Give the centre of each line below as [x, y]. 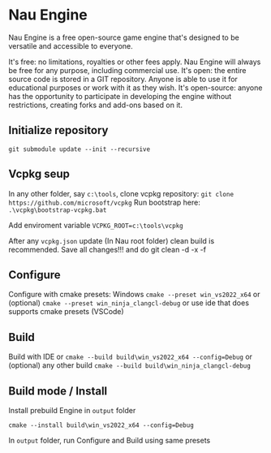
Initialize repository [58, 130]
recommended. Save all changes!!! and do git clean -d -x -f [108, 249]
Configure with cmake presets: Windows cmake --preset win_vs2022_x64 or [135, 295]
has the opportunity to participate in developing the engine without [120, 96]
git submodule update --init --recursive [80, 149]
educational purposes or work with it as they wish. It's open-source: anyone [135, 88]
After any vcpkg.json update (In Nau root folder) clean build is [112, 240]
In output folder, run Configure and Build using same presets [110, 440]
